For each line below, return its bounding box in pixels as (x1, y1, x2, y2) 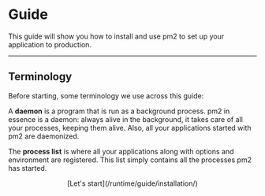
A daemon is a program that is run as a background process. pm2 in (8, 106, 230, 116)
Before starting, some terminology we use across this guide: (8, 91, 204, 100)
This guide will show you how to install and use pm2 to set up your (8, 31, 225, 41)
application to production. (8, 39, 92, 49)
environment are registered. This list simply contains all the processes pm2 (8, 155, 252, 165)
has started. (8, 163, 47, 172)
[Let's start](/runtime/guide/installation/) (66, 179, 199, 188)
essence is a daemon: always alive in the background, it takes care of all (8, 114, 243, 124)
